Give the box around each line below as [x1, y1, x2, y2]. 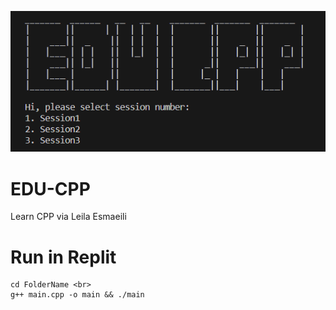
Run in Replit [10, 246, 117, 268]
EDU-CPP [10, 177, 91, 200]
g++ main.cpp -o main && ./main [10, 290, 145, 300]
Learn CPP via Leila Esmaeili [10, 211, 127, 223]
